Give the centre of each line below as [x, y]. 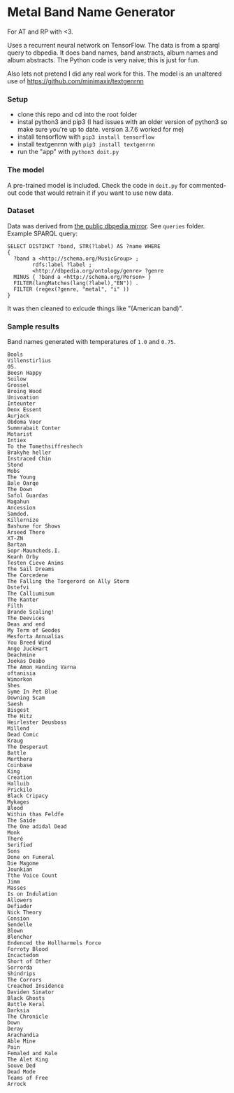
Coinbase [20, 765]
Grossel [19, 385]
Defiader [20, 907]
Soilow [17, 379]
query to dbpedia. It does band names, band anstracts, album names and [113, 53]
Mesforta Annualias [36, 637]
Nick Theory [24, 913]
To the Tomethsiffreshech [45, 447]
